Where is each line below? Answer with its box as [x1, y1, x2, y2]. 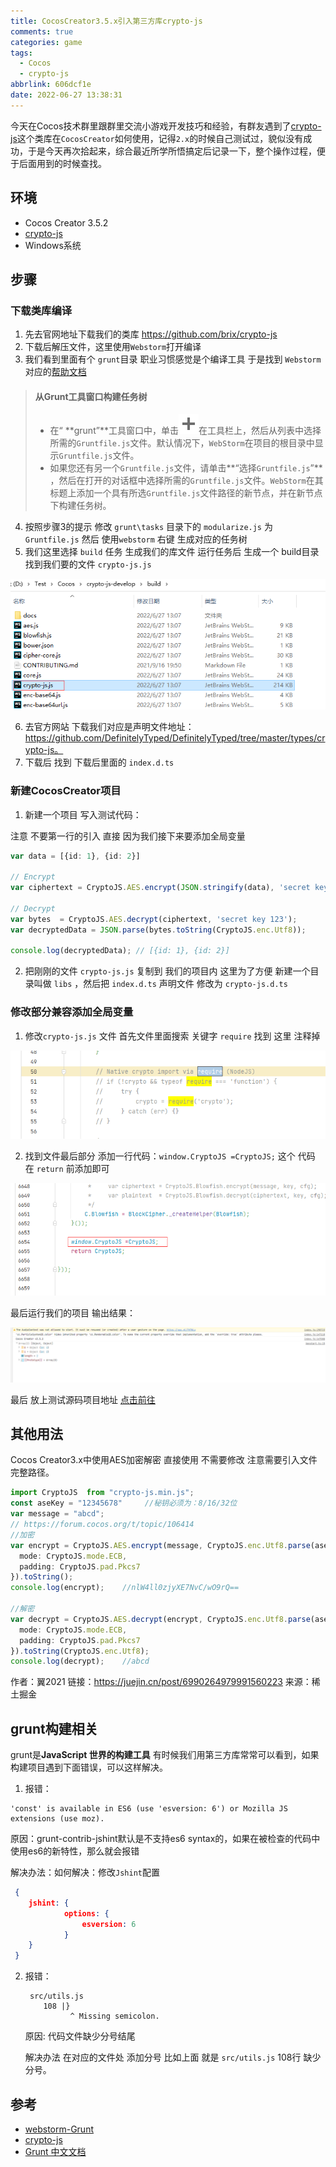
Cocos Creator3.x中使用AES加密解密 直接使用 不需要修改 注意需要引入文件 [10, 1454, 318, 1466]
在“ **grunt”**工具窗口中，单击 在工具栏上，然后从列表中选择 [49, 425, 322, 437]
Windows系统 [24, 239, 82, 251]
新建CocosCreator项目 [10, 784, 122, 798]
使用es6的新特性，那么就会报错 [10, 1845, 140, 1857]
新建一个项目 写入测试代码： [24, 808, 142, 820]
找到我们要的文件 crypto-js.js [24, 558, 152, 570]
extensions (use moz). [10, 1814, 105, 1824]
